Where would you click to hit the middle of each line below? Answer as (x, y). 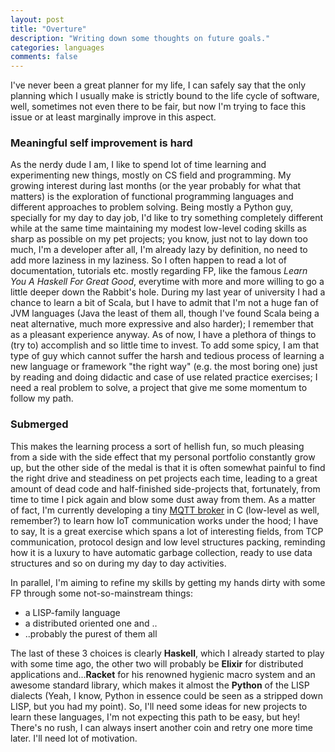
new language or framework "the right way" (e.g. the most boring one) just (164, 367)
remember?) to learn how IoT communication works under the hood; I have (164, 520)
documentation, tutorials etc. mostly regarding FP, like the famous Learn (159, 271)
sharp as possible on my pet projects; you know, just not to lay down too (159, 239)
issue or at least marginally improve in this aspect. (113, 117)
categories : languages (57, 47)
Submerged (39, 424)
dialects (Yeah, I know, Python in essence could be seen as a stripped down (167, 695)
